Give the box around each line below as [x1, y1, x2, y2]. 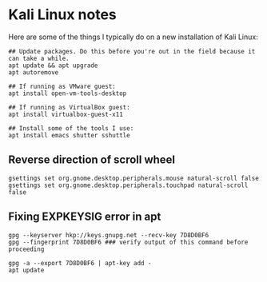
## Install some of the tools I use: [8, 124, 134, 133]
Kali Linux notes [8, 6, 118, 24]
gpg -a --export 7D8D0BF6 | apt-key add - [8, 259, 152, 267]
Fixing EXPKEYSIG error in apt [8, 210, 161, 224]
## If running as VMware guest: [8, 82, 116, 90]
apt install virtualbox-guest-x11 [8, 110, 124, 118]
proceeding [8, 245, 45, 253]
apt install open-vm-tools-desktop [8, 89, 127, 97]
